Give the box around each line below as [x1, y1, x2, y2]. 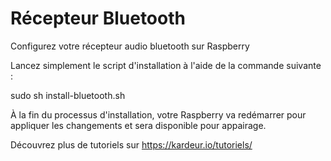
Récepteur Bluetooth [10, 7, 186, 30]
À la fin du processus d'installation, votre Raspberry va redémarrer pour [10, 108, 307, 121]
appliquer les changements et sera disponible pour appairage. [10, 119, 267, 131]
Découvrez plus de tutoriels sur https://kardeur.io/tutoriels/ [10, 138, 253, 151]
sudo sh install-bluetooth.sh [10, 89, 126, 101]
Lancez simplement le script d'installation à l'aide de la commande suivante [10, 59, 322, 71]
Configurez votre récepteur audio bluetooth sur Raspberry [10, 40, 250, 52]
